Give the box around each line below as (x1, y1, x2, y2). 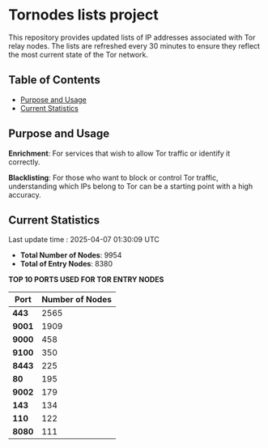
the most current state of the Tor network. (8, 49, 148, 59)
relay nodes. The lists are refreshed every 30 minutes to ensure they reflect (8, 41, 261, 50)
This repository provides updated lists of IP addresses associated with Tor (8, 32, 256, 42)
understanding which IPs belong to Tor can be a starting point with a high (8, 181, 253, 191)
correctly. (8, 156, 40, 167)
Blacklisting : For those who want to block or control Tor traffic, (8, 173, 219, 182)
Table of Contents (8, 73, 101, 87)
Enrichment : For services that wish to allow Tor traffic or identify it (8, 148, 231, 158)
